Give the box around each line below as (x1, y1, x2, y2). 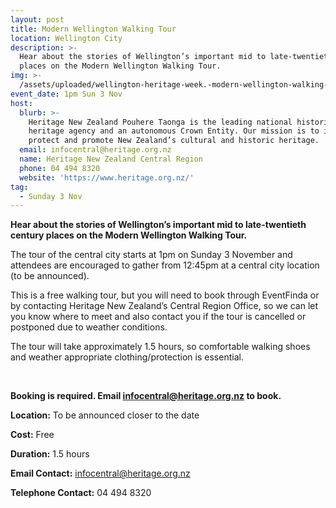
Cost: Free (10, 429, 55, 441)
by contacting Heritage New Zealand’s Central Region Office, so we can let (10, 300, 319, 312)
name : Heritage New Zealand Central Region (19, 154, 203, 164)
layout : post (10, 14, 65, 25)
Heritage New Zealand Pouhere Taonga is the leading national (28, 117, 293, 127)
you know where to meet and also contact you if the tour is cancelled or (10, 311, 307, 323)
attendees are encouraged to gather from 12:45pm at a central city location (10, 259, 320, 271)
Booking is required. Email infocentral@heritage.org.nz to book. (10, 390, 282, 402)
